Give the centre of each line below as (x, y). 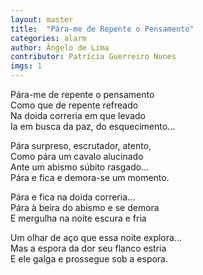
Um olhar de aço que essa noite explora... (96, 237)
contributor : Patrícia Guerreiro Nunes (93, 57)
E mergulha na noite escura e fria (78, 218)
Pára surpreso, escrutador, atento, (81, 145)
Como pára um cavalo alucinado (77, 156)
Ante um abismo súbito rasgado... (80, 167)
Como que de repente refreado (74, 105)
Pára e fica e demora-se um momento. (90, 177)
